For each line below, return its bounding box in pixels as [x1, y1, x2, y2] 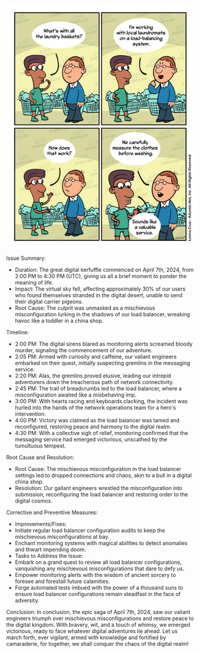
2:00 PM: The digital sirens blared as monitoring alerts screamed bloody [14, 340, 193, 347]
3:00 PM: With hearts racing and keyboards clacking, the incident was [14, 398, 188, 405]
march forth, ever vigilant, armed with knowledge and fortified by [6, 634, 166, 641]
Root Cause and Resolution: [6, 454, 75, 461]
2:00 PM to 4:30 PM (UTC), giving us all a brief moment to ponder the [14, 273, 187, 280]
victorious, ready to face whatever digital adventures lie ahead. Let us [6, 628, 178, 635]
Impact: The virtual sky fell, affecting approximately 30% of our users [14, 285, 186, 292]
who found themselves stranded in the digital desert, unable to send [14, 292, 183, 299]
